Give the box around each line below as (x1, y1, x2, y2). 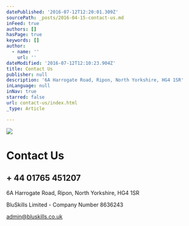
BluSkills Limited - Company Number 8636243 (6, 201, 124, 208)
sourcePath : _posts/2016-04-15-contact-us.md (6, 15, 124, 21)
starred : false (6, 94, 45, 100)
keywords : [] (6, 37, 40, 43)
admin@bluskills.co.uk (6, 213, 63, 220)
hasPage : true (6, 32, 43, 38)
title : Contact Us (6, 65, 53, 72)
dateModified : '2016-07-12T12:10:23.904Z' (6, 60, 116, 66)
